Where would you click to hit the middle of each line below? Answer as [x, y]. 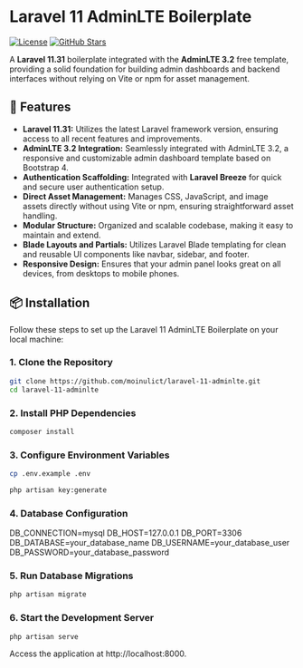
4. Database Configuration [69, 513]
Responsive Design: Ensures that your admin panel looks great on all [151, 264]
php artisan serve [44, 636]
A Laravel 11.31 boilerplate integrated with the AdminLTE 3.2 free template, [149, 59]
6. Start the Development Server [82, 618]
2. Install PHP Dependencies [73, 412]
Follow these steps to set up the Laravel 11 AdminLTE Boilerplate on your [144, 329]
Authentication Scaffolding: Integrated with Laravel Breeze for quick [152, 177]
